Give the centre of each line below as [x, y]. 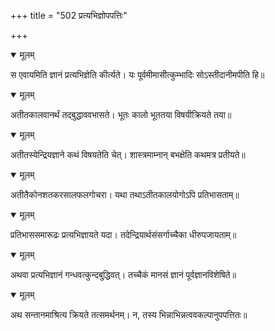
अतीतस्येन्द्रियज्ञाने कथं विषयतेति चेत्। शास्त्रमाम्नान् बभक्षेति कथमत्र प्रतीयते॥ [128, 154]
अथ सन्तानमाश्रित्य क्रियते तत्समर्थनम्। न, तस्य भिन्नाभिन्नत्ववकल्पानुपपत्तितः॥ [129, 314]
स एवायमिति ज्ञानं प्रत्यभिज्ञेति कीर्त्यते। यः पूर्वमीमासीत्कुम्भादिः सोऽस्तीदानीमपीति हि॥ [137, 74]
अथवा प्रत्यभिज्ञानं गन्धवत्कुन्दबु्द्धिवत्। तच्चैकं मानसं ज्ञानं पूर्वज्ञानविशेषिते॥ [123, 274]
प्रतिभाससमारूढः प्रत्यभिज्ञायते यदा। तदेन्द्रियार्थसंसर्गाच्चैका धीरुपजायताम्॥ [123, 234]
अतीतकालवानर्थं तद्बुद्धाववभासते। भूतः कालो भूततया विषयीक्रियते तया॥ [121, 114]
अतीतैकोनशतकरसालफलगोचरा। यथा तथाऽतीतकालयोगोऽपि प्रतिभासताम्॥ [125, 194]
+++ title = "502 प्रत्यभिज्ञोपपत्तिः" [69, 15]
